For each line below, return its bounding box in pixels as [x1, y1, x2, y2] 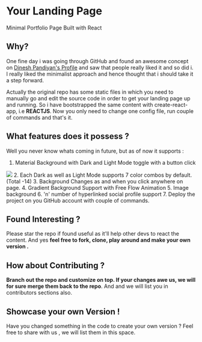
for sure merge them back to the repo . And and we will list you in [6, 282, 168, 290]
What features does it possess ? [6, 131, 129, 142]
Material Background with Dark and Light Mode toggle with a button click [14, 159, 197, 166]
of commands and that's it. [6, 114, 73, 121]
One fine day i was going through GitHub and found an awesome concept [6, 57, 189, 64]
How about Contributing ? [6, 260, 105, 270]
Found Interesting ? [6, 214, 81, 224]
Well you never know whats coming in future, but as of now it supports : [6, 147, 185, 154]
